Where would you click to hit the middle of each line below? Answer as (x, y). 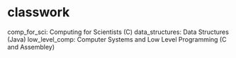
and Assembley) (31, 47)
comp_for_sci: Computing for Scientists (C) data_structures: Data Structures (118, 32)
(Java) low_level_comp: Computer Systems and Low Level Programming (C (117, 39)
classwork (39, 12)
